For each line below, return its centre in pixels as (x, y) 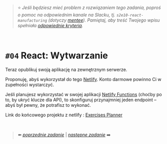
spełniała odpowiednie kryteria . (50, 25)
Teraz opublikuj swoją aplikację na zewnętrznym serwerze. (66, 69)
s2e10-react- (130, 15)
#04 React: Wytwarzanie (57, 56)
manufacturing (32, 21)
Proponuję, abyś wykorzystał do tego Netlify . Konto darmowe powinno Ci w (83, 79)
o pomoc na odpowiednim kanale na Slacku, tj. (66, 15)
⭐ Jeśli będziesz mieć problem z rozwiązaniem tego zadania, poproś (89, 8)
